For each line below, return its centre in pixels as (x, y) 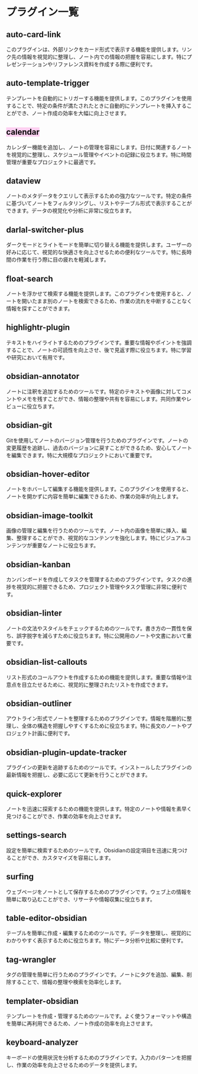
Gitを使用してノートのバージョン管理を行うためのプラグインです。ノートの (97, 440)
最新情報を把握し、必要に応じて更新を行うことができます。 (78, 775)
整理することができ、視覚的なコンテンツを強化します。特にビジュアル (101, 538)
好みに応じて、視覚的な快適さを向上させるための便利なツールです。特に (94, 252)
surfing (20, 877)
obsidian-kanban (38, 564)
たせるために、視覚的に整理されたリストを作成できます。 (101, 684)
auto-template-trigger (48, 83)
